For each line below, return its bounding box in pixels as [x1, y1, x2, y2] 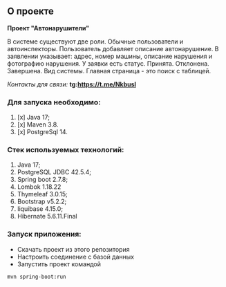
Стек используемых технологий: [7, 145, 124, 155]
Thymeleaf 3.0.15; [17, 190, 68, 198]
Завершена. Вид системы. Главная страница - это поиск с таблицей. [7, 66, 211, 75]
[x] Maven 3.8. [17, 120, 59, 129]
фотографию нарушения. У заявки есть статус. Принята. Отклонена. [7, 59, 209, 68]
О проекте [7, 6, 54, 17]
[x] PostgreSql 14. [17, 128, 68, 136]
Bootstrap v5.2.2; [17, 197, 67, 206]
